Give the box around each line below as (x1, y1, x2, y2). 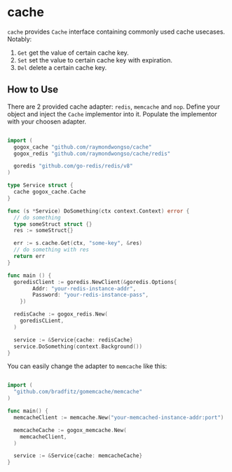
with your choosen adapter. (7, 117, 86, 126)
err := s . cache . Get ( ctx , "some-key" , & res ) (13, 240, 142, 247)
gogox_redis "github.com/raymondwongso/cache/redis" (13, 150, 171, 157)
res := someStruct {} (13, 227, 74, 234)
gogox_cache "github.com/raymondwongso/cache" (13, 143, 152, 151)
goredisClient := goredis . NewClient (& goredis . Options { (13, 278, 177, 285)
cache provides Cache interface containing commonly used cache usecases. (7, 27, 226, 36)
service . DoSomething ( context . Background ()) (13, 343, 142, 350)
